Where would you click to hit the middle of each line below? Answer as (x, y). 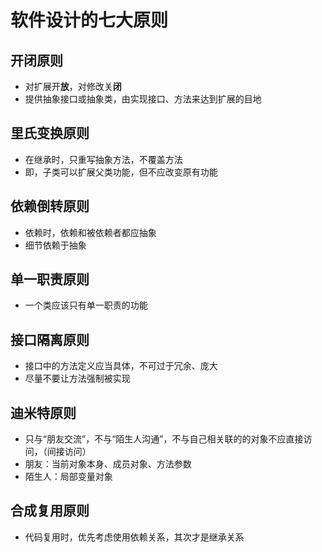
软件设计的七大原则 (89, 20)
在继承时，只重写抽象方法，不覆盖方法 (103, 159)
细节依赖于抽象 (55, 245)
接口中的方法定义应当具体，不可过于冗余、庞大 (121, 366)
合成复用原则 (50, 511)
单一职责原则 (50, 279)
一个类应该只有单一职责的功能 (86, 305)
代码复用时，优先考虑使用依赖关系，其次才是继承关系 (134, 537)
